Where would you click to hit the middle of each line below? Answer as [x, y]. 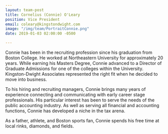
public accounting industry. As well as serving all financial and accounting [82, 105]
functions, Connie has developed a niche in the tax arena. [65, 111]
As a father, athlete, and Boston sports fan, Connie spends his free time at [82, 121]
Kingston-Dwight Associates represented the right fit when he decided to [81, 74]
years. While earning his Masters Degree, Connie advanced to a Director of [83, 63]
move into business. [26, 79]
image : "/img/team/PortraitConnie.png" [47, 29]
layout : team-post [25, 10]
